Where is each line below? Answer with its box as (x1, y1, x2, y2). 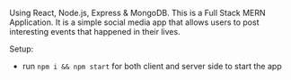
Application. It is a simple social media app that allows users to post (9, 17, 260, 28)
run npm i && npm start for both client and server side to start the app (22, 61, 282, 71)
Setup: (9, 44, 34, 54)
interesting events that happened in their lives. (9, 27, 181, 36)
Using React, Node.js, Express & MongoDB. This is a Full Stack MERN (9, 8, 267, 18)
